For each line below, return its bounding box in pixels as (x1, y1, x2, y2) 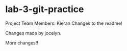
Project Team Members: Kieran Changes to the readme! (5, 20, 122, 26)
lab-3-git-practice (5, 4, 84, 15)
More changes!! (5, 39, 38, 46)
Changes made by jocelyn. (5, 30, 62, 36)
